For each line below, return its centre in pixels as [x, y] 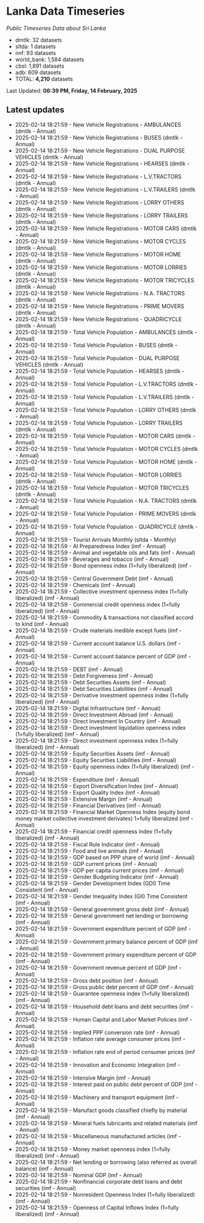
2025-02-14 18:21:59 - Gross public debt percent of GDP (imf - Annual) [104, 987]
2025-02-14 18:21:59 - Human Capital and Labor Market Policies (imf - [104, 1019]
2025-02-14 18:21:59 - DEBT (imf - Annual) [69, 669]
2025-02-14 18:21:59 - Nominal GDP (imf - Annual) [79, 1175]
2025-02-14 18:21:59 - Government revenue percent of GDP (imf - [98, 967]
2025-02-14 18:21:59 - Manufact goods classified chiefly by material [101, 1110]
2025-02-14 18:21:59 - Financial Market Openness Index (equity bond [103, 812]
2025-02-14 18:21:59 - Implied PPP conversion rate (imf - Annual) [97, 1032]
